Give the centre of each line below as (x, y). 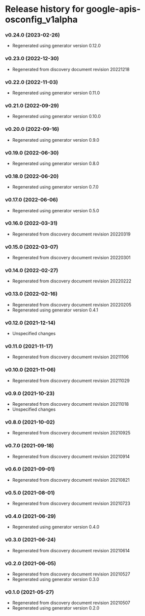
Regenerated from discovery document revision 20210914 (71, 456)
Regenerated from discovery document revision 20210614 (71, 550)
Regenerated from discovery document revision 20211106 (71, 357)
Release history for (45, 9)
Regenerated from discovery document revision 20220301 (72, 258)
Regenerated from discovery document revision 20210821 (71, 480)
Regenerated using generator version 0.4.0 (56, 527)
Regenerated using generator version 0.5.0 (56, 210)
